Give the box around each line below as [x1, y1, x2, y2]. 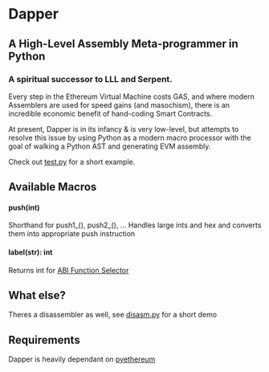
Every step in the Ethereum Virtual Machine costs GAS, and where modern [8, 92, 255, 101]
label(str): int [8, 247, 53, 257]
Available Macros [8, 180, 97, 194]
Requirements [8, 333, 80, 346]
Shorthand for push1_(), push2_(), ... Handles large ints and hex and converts [8, 220, 262, 230]
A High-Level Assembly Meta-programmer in [8, 37, 238, 51]
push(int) [8, 202, 40, 212]
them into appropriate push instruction [8, 229, 136, 239]
